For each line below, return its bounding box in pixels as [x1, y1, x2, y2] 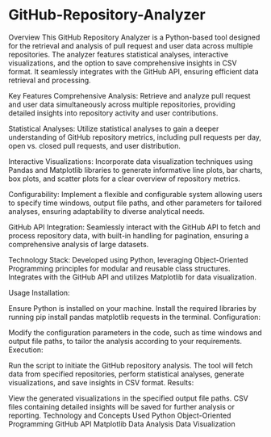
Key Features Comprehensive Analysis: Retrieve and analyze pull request [8, 90, 252, 100]
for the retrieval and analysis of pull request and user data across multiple [8, 40, 253, 50]
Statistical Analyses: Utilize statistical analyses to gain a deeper [8, 124, 219, 133]
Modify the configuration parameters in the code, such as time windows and [8, 327, 262, 337]
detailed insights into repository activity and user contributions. [8, 107, 219, 118]
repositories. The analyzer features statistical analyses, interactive [8, 49, 228, 59]
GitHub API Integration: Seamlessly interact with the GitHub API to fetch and [8, 222, 261, 232]
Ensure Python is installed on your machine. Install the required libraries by [8, 303, 256, 313]
